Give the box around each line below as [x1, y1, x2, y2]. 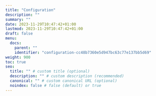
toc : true [5, 59, 27, 65]
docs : [10, 41, 22, 46]
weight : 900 [5, 54, 31, 60]
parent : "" [14, 45, 38, 50]
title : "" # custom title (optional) [10, 69, 90, 74]
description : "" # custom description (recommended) [10, 74, 124, 79]
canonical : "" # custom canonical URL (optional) [10, 78, 117, 83]
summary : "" [5, 17, 31, 22]
